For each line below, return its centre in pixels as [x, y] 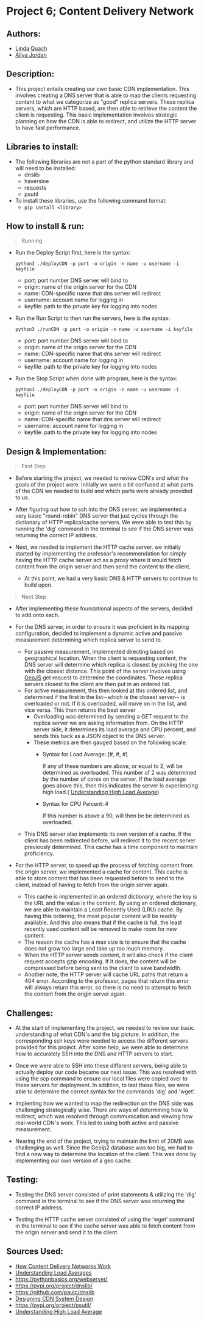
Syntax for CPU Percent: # [76, 804]
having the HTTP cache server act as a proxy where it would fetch [98, 560]
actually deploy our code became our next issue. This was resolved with [106, 1072]
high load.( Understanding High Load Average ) [101, 792]
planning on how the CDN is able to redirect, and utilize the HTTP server [106, 121]
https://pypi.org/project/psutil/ [53, 1305]
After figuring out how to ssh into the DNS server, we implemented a [101, 509]
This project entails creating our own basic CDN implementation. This [102, 89]
